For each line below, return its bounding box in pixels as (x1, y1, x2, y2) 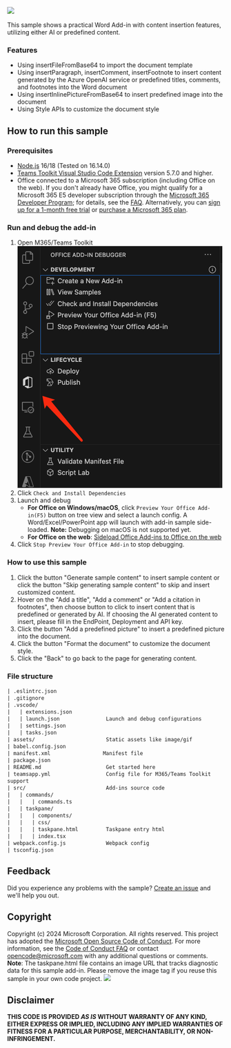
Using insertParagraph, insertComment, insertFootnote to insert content (17, 68, 222, 77)
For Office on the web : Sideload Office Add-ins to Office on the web (27, 533, 222, 542)
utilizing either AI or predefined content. (7, 28, 121, 36)
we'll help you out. (7, 891, 59, 899)
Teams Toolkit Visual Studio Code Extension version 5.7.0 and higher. (17, 169, 214, 177)
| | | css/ (7, 819, 51, 826)
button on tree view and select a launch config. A (48, 511, 188, 520)
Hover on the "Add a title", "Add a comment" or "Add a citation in (17, 595, 201, 604)
